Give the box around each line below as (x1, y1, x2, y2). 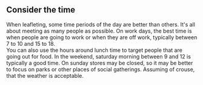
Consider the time (6, 5, 76, 15)
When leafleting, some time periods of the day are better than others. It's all (6, 20, 196, 28)
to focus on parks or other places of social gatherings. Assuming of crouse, (6, 66, 195, 73)
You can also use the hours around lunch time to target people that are (6, 46, 183, 54)
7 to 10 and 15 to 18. (6, 40, 56, 47)
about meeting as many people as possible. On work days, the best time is (6, 27, 192, 34)
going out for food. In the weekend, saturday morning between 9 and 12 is (6, 52, 191, 60)
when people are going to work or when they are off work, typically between (6, 33, 198, 41)
